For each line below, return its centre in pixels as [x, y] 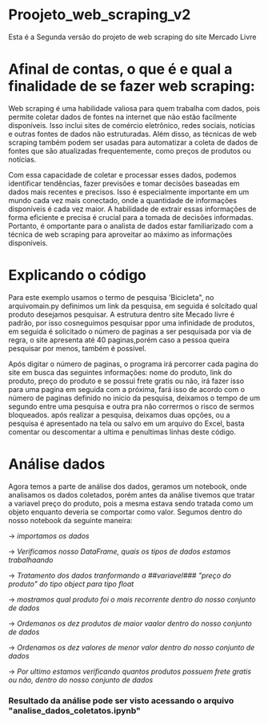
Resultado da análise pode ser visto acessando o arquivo [121, 700]
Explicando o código [77, 276]
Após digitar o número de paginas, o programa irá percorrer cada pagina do [133, 364]
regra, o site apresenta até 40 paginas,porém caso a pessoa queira [119, 340]
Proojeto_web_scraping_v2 [100, 15]
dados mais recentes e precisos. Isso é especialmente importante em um [129, 192]
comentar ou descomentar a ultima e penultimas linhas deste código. [122, 432]
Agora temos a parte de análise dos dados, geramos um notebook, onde [128, 486]
